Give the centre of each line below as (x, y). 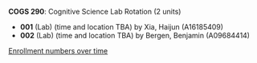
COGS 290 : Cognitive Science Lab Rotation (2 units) (95, 12)
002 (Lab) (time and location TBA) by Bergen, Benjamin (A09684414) (135, 35)
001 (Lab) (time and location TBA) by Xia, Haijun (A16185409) (121, 27)
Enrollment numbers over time (58, 51)
